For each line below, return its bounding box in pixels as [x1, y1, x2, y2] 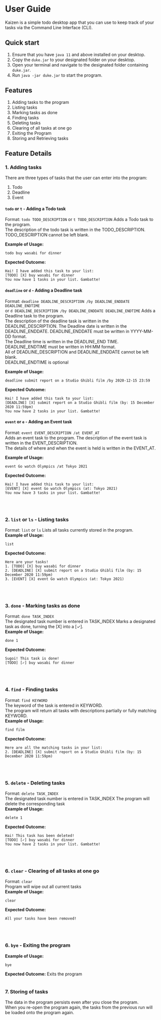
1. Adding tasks [5, 164, 42, 170]
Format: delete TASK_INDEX [5, 790, 59, 797]
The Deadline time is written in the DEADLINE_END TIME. [5, 338, 119, 344]
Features [5, 86, 32, 95]
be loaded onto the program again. [5, 1009, 74, 1015]
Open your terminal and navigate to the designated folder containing [12, 62, 148, 67]
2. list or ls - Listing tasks [5, 516, 69, 523]
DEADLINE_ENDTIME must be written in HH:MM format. [5, 344, 116, 350]
